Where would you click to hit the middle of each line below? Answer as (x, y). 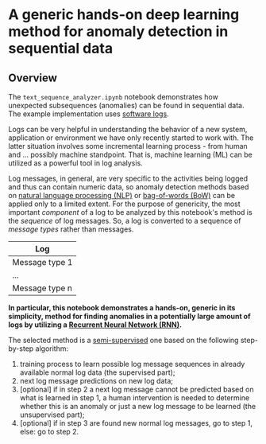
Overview (33, 78)
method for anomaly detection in (118, 31)
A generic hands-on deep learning (124, 15)
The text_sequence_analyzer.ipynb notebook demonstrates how (113, 97)
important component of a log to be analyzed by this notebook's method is (130, 212)
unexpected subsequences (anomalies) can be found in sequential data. (126, 105)
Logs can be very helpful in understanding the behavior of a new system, (128, 129)
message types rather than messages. (71, 229)
